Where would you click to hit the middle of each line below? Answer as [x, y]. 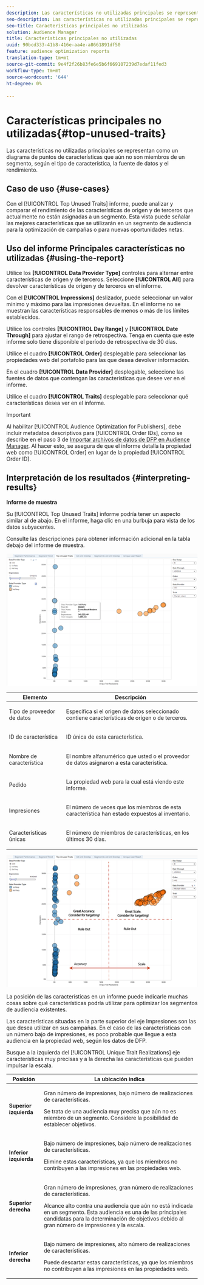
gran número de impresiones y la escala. [94, 1225]
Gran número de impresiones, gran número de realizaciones [118, 1187]
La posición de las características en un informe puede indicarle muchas [97, 997]
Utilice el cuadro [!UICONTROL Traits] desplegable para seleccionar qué [97, 396]
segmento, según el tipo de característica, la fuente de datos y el [87, 164]
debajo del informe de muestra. [46, 545]
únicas [17, 839]
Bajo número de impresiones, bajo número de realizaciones [117, 1143]
